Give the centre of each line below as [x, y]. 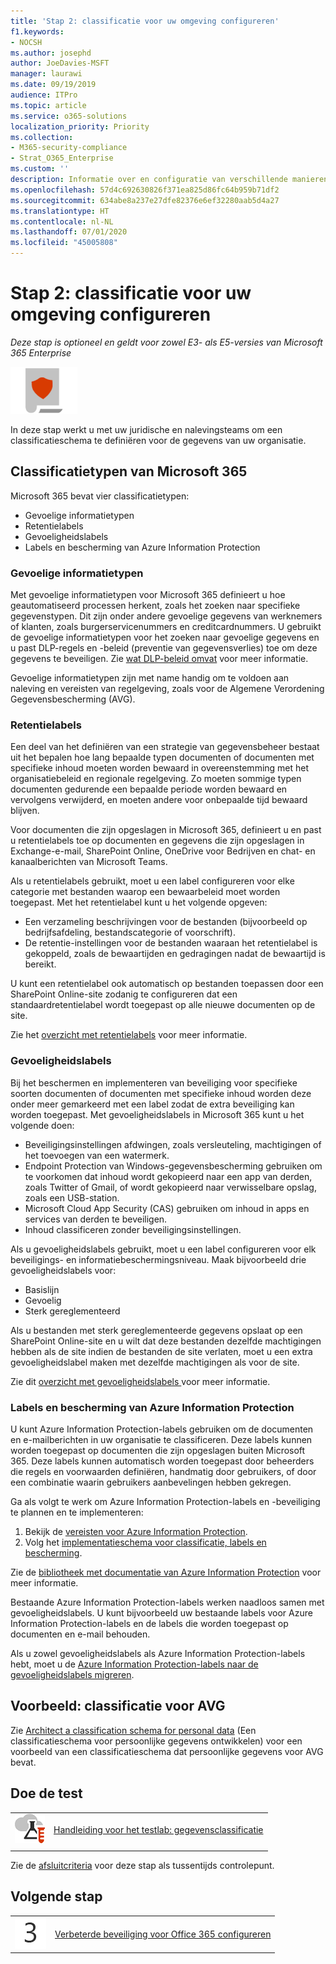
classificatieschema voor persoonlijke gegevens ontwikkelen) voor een [156, 1741]
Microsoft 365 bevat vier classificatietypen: [100, 496]
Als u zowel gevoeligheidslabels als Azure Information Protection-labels [158, 1653]
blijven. [25, 811]
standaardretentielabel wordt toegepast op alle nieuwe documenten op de [163, 1005]
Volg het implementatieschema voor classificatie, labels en [145, 1542]
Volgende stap [56, 1896]
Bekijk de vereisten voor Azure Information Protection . [136, 1531]
